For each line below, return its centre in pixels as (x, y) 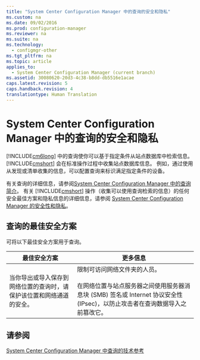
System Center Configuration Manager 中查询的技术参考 (75, 350)
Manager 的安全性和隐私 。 (39, 206)
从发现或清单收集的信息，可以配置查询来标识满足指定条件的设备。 (87, 170)
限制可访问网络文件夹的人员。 (119, 269)
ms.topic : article (29, 61)
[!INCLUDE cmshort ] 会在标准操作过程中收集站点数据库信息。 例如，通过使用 (100, 163)
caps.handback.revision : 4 (40, 89)
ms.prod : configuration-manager (46, 28)
